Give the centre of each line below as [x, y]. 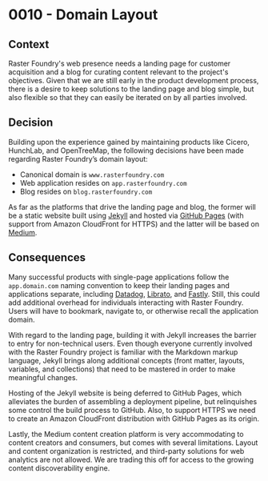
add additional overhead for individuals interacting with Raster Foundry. [126, 303]
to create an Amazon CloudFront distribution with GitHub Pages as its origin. [134, 419]
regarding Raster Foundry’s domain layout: [78, 158]
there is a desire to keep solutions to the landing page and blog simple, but [131, 89]
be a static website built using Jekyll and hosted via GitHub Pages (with [126, 215]
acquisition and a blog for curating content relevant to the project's [118, 72]
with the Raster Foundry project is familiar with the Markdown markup [123, 352]
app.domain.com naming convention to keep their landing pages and [119, 285]
